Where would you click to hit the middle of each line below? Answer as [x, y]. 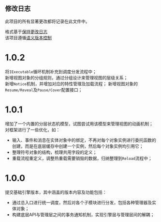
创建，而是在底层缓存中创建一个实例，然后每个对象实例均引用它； [78, 146]
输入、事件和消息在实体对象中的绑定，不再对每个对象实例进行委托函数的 [84, 140]
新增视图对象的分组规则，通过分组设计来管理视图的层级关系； [66, 78]
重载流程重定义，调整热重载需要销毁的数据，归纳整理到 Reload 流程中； [82, 158]
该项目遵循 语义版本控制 [28, 37]
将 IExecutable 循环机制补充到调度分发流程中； [51, 71]
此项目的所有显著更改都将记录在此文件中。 [47, 21]
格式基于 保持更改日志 [26, 32]
